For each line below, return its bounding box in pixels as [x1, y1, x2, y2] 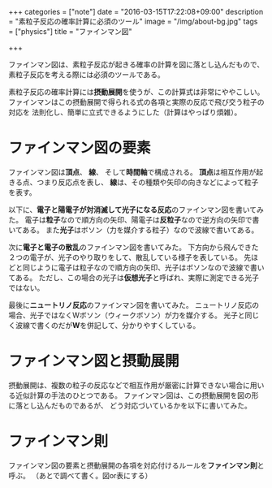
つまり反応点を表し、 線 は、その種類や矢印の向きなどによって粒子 [36, 177, 259, 187]
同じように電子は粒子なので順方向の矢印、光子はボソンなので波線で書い [22, 262, 265, 272]
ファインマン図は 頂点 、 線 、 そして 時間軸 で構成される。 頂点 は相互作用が [8, 166, 257, 177]
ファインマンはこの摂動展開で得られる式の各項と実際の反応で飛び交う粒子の [8, 97, 265, 106]
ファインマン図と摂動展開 [8, 352, 180, 370]
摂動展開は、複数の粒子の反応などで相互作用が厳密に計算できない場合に [8, 380, 250, 390]
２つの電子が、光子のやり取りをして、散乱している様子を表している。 [8, 252, 242, 262]
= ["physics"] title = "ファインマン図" [8, 27, 132, 36]
